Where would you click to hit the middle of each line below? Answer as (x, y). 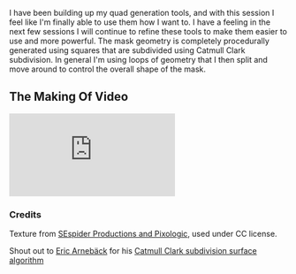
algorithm (27, 261)
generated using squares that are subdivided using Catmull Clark (127, 50)
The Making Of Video (69, 97)
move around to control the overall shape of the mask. (107, 69)
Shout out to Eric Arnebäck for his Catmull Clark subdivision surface (133, 251)
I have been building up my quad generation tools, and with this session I (142, 13)
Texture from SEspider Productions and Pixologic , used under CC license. (143, 234)
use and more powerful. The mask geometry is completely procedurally (139, 41)
